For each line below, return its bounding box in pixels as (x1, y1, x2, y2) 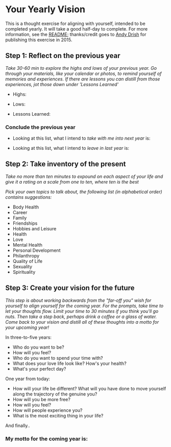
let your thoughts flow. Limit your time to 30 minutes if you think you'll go (5, 308, 159, 314)
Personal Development (12, 247, 61, 253)
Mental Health (12, 242, 42, 248)
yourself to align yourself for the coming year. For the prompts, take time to (5, 302, 164, 309)
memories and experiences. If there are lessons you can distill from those (5, 75, 160, 82)
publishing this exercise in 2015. (5, 37, 72, 43)
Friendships (12, 220, 38, 226)
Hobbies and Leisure (12, 225, 57, 231)
